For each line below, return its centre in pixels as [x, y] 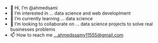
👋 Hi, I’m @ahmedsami [34, 8]
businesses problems [32, 29]
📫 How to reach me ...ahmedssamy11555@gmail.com [67, 35]
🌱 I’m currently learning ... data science [51, 18]
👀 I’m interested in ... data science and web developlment [70, 13]
